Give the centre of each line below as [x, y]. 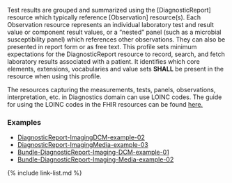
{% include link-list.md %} [45, 173]
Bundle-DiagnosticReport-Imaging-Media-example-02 [95, 159]
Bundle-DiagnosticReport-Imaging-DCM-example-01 [93, 152]
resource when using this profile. [55, 76]
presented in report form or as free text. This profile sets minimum [102, 47]
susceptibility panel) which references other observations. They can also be [116, 40]
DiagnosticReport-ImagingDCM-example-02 [81, 137]
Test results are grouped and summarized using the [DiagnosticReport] [109, 10]
